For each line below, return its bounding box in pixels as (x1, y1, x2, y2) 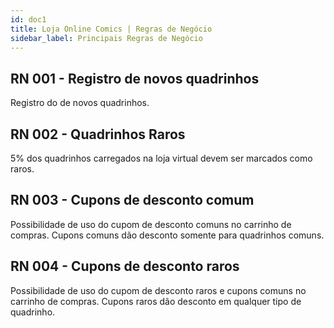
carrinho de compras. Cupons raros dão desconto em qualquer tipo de (10, 295, 302, 307)
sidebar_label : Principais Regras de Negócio (10, 33, 203, 43)
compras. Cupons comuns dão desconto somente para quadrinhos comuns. (10, 229, 325, 241)
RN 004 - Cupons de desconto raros (10, 258, 240, 275)
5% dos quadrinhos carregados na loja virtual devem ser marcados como (10, 152, 313, 164)
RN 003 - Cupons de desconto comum (10, 192, 255, 209)
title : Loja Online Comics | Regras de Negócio (10, 24, 213, 34)
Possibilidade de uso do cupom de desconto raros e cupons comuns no (10, 284, 307, 296)
